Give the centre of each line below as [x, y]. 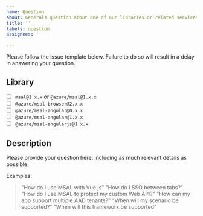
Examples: [19, 176]
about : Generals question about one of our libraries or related [90, 17]
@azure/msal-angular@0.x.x [49, 111]
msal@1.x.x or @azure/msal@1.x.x [56, 97]
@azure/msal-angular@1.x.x [49, 118]
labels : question [28, 29]
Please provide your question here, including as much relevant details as [97, 158]
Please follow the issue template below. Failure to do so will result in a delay [100, 57]
